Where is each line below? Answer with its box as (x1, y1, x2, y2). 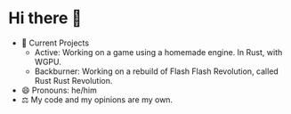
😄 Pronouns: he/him (20, 85, 97, 95)
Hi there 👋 (8, 8, 82, 28)
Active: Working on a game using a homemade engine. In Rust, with (34, 46, 283, 57)
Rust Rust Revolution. (34, 75, 113, 85)
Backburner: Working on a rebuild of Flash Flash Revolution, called (34, 66, 279, 77)
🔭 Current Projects (20, 37, 90, 48)
